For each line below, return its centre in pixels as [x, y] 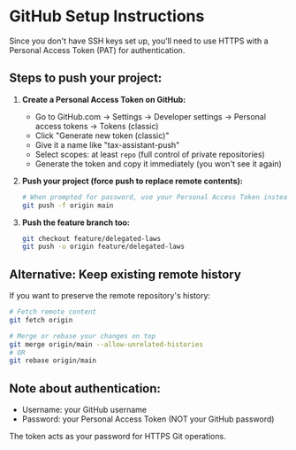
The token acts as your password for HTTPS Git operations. [118, 437]
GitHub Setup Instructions [107, 16]
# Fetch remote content [53, 312]
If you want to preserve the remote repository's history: [110, 296]
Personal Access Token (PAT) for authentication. [97, 50]
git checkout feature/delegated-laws [91, 238]
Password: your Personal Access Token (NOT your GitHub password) [148, 419]
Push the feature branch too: [76, 222]
